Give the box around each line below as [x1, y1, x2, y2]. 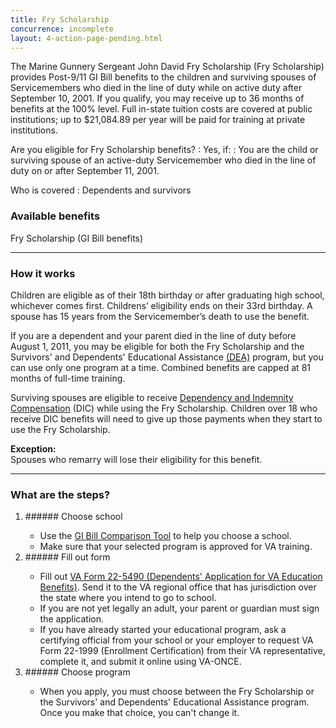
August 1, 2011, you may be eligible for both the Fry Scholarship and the [10, 340, 305, 352]
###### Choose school [24, 511, 123, 523]
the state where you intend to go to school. [39, 592, 217, 604]
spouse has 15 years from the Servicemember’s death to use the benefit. [10, 310, 310, 322]
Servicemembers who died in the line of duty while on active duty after [10, 82, 303, 94]
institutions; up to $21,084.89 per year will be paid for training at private [10, 114, 306, 126]
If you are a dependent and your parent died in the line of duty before [10, 329, 297, 341]
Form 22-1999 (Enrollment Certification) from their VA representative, [39, 645, 326, 657]
